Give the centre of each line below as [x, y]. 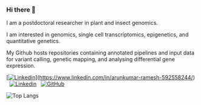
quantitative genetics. [33, 41]
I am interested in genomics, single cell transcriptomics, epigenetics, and [97, 35]
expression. [21, 66]
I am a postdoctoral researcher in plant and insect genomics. [82, 23]
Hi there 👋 [21, 10]
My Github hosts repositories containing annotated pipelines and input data [101, 53]
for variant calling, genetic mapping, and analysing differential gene [90, 59]
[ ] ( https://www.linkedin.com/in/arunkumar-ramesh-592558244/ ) [101, 78]
